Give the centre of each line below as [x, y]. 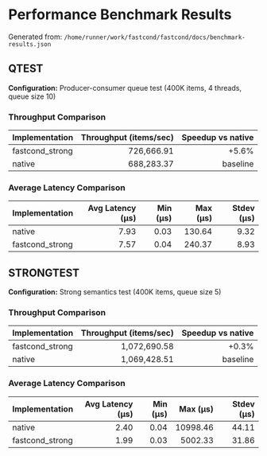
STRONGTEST [44, 273]
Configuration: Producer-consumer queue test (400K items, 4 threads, [125, 88]
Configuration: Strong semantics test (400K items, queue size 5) [115, 292]
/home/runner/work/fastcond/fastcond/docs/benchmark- [155, 37]
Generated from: [35, 37]
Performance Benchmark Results [120, 15]
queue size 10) [32, 96]
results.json [30, 44]
